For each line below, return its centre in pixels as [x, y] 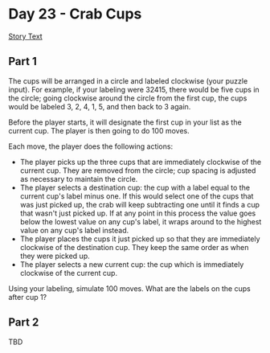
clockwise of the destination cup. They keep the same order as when [134, 247]
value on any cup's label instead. [74, 230]
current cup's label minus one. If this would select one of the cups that [137, 196]
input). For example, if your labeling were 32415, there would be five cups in [134, 89]
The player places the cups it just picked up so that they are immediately [140, 239]
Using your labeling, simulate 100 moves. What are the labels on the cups [129, 288]
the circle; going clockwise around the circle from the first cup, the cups [128, 98]
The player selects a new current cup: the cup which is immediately [132, 264]
